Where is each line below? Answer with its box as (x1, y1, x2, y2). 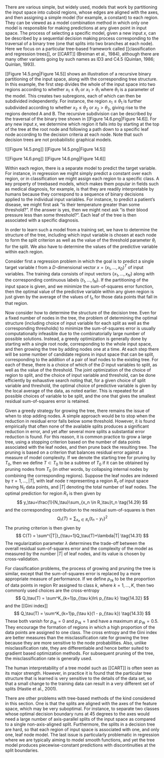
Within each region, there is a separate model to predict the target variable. (5, 165, 157, 171)
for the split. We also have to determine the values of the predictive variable (5, 244, 158, 249)
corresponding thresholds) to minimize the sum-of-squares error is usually (5, 325, 156, 331)
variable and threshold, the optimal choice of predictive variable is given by (5, 383, 157, 389)
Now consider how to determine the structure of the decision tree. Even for (5, 310, 157, 316)
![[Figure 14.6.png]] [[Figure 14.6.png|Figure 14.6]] (5, 156, 106, 162)
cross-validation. (5, 556, 39, 562)
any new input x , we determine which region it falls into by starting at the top (5, 121, 160, 127)
